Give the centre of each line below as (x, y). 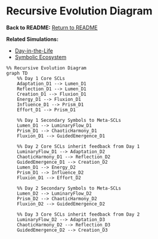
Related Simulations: (32, 39)
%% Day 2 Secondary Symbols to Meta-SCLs (69, 188)
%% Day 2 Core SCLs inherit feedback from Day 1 (78, 146)
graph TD (17, 73)
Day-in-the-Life (34, 50)
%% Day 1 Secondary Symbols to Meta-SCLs (69, 120)
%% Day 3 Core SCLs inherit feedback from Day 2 (78, 214)
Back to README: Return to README (52, 27)
